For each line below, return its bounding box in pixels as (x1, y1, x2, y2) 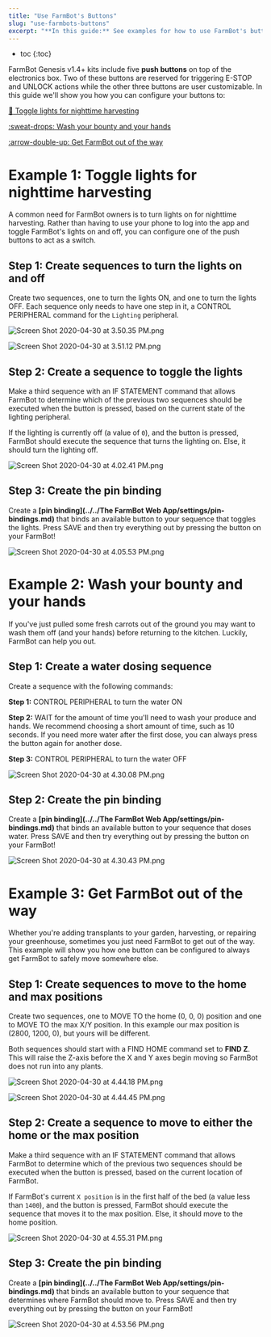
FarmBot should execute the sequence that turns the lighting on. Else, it (8, 436, 246, 445)
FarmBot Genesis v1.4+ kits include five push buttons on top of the (8, 65, 232, 74)
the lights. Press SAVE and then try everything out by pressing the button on (8, 522, 262, 532)
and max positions (8, 989, 103, 1003)
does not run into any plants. (8, 1061, 103, 1071)
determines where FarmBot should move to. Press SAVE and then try (8, 1295, 237, 1305)
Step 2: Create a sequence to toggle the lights (8, 365, 244, 378)
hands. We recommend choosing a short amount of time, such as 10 (8, 721, 236, 731)
